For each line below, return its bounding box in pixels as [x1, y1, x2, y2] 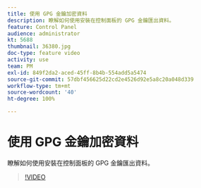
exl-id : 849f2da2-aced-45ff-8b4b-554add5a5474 [7, 69, 147, 76]
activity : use [7, 56, 49, 63]
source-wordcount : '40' [7, 89, 78, 96]
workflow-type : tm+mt [7, 82, 71, 89]
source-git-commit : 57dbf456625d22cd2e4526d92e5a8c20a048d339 [7, 75, 194, 83]
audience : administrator [7, 30, 80, 37]
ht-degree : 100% [7, 96, 55, 103]
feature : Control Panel [7, 23, 78, 30]
